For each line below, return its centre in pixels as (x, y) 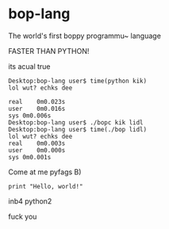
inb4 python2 (30, 201)
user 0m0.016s (37, 109)
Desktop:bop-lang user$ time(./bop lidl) (78, 129)
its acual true (29, 66)
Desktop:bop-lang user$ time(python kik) (78, 81)
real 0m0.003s (37, 143)
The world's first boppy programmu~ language (84, 36)
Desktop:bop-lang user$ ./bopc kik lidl (76, 122)
